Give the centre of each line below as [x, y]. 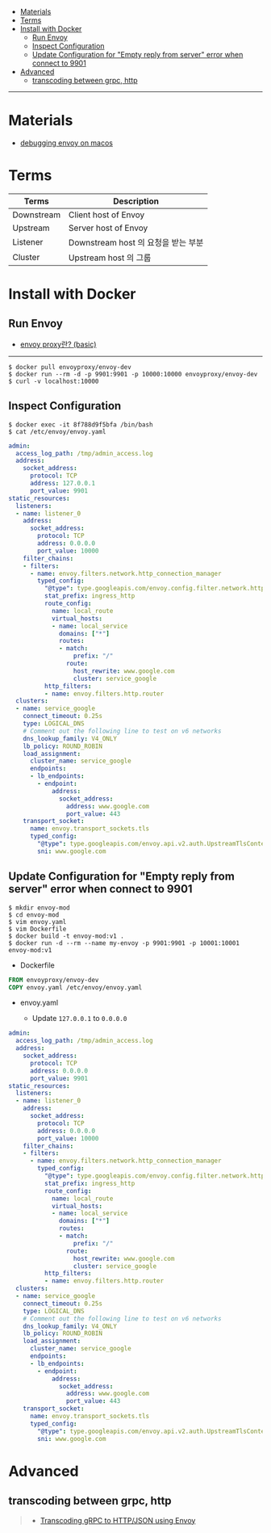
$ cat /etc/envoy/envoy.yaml [57, 431]
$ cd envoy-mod [34, 915]
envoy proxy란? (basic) [58, 344]
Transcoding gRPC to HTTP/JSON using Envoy [118, 1520]
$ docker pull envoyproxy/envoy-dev [70, 367]
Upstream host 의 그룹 [110, 258]
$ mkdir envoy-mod [39, 908]
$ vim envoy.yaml [38, 922]
